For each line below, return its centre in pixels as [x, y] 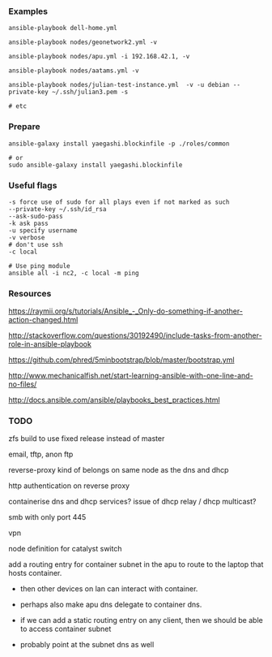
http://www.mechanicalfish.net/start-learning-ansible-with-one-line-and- [131, 376]
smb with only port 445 [47, 517]
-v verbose [27, 237]
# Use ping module [39, 266]
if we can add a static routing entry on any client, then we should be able [141, 620]
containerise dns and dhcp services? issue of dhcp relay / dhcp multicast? [132, 502]
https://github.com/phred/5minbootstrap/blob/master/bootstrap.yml [121, 360]
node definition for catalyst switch [65, 549]
